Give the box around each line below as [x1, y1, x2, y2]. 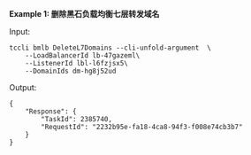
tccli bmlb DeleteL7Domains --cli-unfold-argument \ [9, 43, 212, 52]
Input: [9, 27, 31, 36]
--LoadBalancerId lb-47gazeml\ [25, 51, 141, 60]
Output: [9, 82, 37, 92]
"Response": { [25, 107, 77, 116]
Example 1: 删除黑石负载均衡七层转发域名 [9, 9, 160, 19]
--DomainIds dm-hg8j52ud [25, 66, 117, 75]
